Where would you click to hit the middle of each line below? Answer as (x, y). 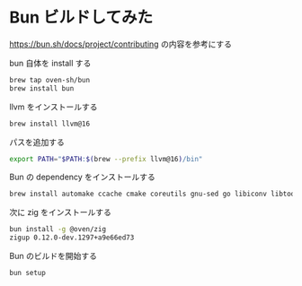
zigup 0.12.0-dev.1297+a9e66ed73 (72, 238)
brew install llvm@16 (50, 124)
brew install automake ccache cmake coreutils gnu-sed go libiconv (138, 194)
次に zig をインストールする (61, 212)
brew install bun (42, 88)
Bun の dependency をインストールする (82, 177)
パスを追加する (37, 142)
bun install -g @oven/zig (58, 230)
